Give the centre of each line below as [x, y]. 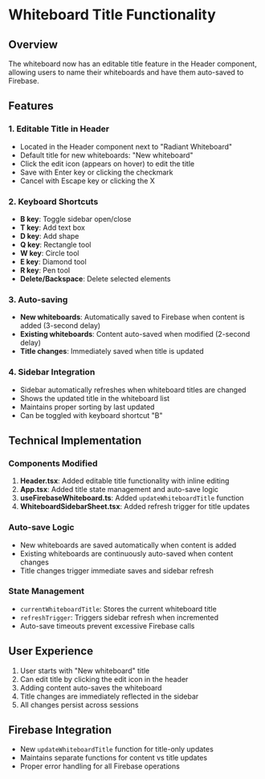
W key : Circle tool [49, 253]
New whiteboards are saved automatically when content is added [128, 545]
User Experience [51, 652]
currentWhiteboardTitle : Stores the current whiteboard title [118, 609]
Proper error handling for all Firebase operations [100, 766]
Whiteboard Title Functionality [112, 15]
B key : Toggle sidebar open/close [75, 219]
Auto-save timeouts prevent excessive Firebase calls [107, 625]
